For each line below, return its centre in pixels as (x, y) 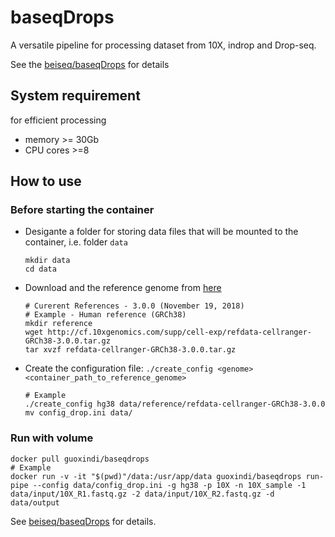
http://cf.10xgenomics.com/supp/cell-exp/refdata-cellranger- (179, 332)
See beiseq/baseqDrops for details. (83, 521)
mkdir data (47, 261)
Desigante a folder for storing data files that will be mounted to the (161, 232)
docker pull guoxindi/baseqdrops (80, 459)
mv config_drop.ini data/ (78, 413)
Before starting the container (82, 210)
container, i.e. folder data (76, 242)
